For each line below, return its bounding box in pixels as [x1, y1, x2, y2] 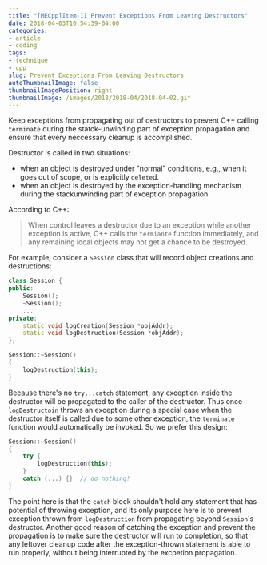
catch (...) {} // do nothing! [22, 474, 130, 482]
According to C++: [8, 205, 70, 215]
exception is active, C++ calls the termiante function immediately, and [27, 229, 259, 239]
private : [8, 314, 38, 322]
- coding [8, 42, 38, 50]
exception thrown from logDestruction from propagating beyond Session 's [8, 514, 254, 523]
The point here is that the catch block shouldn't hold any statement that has [8, 496, 257, 506]
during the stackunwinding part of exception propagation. [19, 189, 210, 199]
